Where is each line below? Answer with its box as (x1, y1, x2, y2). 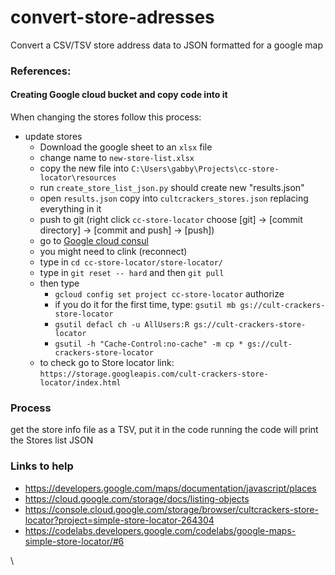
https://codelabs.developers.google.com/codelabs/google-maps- (24, 524, 297, 536)
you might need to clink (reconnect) (39, 246, 188, 258)
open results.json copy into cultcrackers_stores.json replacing (39, 192, 309, 205)
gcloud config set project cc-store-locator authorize (54, 288, 285, 300)
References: (10, 64, 72, 78)
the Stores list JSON (10, 434, 94, 446)
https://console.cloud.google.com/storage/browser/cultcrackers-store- (24, 503, 319, 515)
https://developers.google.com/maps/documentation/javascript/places (24, 482, 317, 494)
